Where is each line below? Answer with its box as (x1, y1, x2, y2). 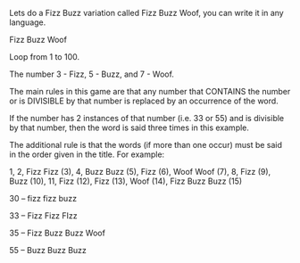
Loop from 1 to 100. (9, 52, 80, 62)
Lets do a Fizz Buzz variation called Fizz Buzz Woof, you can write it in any (9, 8, 284, 18)
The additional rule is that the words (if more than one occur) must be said (9, 140, 283, 150)
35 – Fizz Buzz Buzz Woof (9, 227, 105, 238)
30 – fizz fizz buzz (9, 193, 78, 203)
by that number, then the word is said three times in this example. (9, 122, 250, 133)
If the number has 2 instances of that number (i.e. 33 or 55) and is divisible (9, 113, 285, 123)
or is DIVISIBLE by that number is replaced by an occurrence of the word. (9, 95, 279, 106)
